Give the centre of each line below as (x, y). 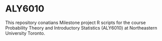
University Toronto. (25, 33)
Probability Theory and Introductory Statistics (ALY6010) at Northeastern (81, 27)
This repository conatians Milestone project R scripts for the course (75, 22)
